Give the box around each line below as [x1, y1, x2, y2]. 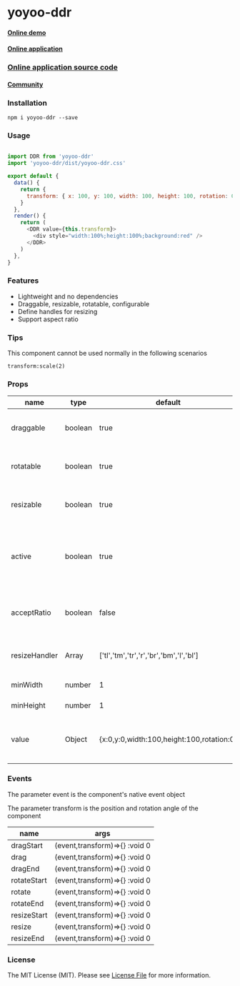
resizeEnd [11, 933, 45, 943]
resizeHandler [11, 650, 59, 660]
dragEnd [11, 863, 40, 873]
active [11, 551, 32, 561]
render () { [14, 212, 46, 220]
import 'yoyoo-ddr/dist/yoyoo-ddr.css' [7, 160, 126, 167]
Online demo [7, 28, 46, 36]
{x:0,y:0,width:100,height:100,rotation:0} [99, 735, 238, 745]
